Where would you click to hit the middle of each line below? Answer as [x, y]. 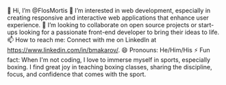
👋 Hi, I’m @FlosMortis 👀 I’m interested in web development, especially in [109, 11]
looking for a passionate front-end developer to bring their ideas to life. [120, 32]
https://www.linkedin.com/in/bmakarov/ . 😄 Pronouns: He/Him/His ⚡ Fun [109, 50]
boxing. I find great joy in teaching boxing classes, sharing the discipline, [110, 67]
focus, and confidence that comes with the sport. [77, 74]
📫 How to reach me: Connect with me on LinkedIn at [82, 40]
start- [206, 25]
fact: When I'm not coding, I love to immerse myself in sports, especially [109, 60]
